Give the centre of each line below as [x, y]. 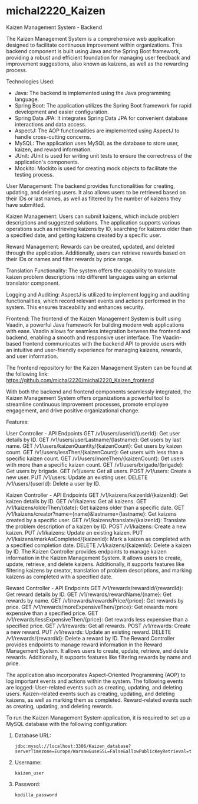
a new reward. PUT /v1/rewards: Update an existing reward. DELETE [89, 632]
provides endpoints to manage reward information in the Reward [84, 644]
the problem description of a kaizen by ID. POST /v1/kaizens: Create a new [96, 526]
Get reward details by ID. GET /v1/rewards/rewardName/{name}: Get [89, 594]
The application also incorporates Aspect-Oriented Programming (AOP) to [96, 675]
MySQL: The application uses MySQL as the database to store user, [97, 143]
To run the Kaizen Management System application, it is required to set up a [98, 717]
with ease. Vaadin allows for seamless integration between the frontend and [98, 331]
